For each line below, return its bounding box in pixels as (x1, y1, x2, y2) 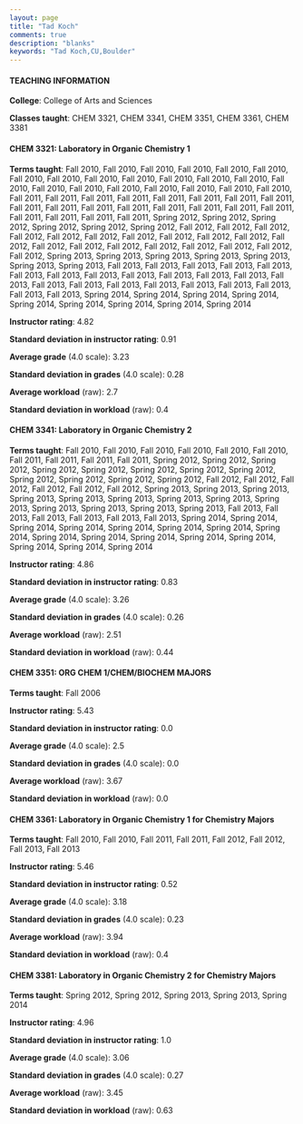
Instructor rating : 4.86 (9, 559, 94, 570)
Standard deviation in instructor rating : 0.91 (9, 333, 177, 345)
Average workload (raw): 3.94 (9, 932, 124, 943)
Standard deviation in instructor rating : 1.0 (9, 1035, 172, 1046)
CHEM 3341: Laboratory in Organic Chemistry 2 (9, 425, 192, 435)
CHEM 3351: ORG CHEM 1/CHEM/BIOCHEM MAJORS (9, 668, 211, 679)
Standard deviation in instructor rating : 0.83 (9, 576, 179, 587)
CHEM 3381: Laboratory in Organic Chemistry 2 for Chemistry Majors (9, 970, 277, 981)
